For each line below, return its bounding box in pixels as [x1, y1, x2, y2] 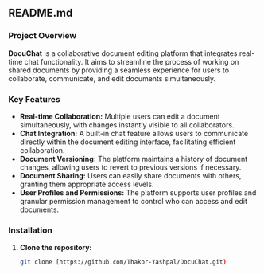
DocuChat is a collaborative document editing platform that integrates [8, 48, 238, 58]
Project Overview [8, 30, 77, 41]
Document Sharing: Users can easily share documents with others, [19, 170, 242, 180]
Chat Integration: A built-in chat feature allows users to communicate [19, 128, 249, 138]
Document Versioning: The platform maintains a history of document [19, 154, 248, 163]
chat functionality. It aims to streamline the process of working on [24, 57, 239, 66]
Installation [8, 225, 53, 236]
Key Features [8, 93, 61, 104]
